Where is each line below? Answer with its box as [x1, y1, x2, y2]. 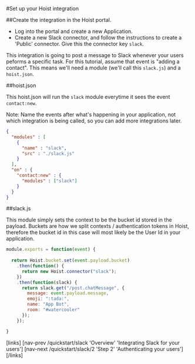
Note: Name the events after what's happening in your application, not [6, 111, 176, 118]
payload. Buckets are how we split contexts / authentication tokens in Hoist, [6, 223, 190, 230]
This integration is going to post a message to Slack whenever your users [6, 52, 184, 58]
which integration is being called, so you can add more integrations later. [6, 117, 182, 124]
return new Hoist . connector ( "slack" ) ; [21, 268, 117, 274]
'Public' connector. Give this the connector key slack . [14, 41, 144, 47]
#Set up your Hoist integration [6, 5, 79, 12]
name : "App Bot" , [27, 302, 69, 307]
